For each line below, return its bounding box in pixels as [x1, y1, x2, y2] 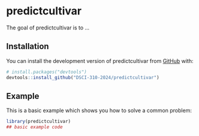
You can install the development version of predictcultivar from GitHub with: [6, 57, 194, 64]
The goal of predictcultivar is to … [6, 24, 90, 31]
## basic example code [6, 124, 63, 130]
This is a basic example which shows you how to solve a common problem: [6, 107, 192, 114]
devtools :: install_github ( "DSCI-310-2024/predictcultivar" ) [6, 74, 160, 80]
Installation [6, 41, 49, 52]
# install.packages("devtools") [6, 69, 87, 75]
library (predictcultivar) [6, 119, 71, 125]
